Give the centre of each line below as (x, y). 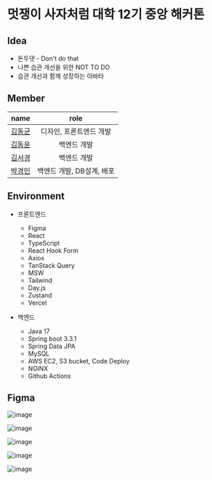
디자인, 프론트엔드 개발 (76, 131)
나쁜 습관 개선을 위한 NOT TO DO (64, 67)
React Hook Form (53, 251)
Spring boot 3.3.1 (52, 338)
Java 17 (39, 331)
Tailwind (40, 280)
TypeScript (44, 243)
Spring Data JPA (52, 346)
